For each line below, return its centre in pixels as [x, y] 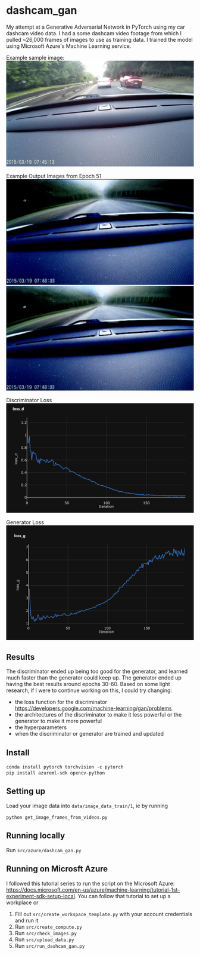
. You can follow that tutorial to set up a [123, 896]
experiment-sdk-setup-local [41, 896]
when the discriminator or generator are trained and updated [89, 734]
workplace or [22, 902]
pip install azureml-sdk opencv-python [56, 773]
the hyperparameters [41, 727]
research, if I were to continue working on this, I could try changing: [89, 690]
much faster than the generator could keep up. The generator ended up [94, 678]
